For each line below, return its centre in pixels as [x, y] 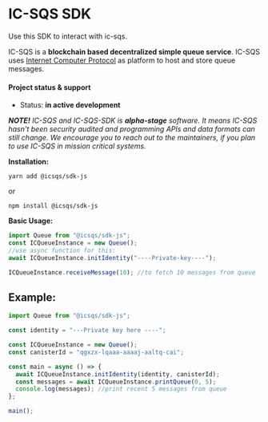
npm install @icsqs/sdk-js [53, 206]
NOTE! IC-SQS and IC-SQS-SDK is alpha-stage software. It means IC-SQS [133, 120]
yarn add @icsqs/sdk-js [48, 177]
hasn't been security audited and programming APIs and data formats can [132, 129]
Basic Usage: [31, 221]
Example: [32, 297]
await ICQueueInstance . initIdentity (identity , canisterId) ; [118, 374]
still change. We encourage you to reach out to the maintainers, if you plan [132, 138]
